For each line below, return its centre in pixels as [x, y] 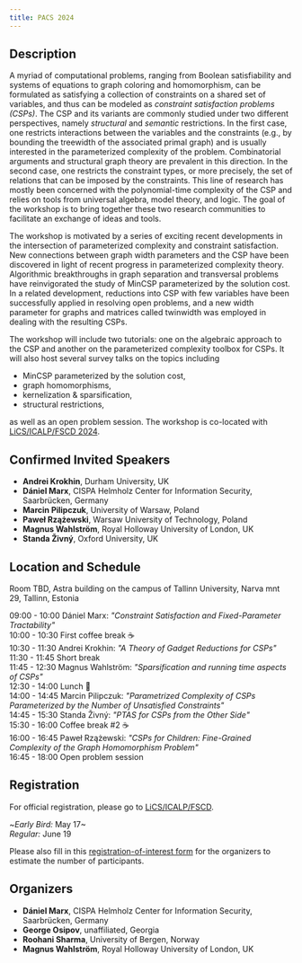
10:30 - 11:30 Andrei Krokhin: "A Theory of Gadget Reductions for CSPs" [143, 649]
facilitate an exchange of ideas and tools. [85, 219]
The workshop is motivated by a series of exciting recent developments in [146, 236]
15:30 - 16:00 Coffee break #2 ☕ [69, 725]
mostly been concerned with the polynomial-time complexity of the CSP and [151, 190]
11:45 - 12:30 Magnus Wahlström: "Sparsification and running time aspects [148, 667]
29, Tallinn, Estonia [44, 598]
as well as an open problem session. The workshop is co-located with [138, 422]
